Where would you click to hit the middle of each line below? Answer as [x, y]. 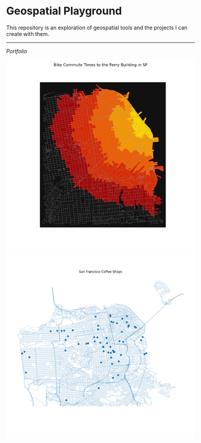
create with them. [28, 34]
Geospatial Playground [64, 11]
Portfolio [17, 51]
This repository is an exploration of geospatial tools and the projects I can [97, 28]
